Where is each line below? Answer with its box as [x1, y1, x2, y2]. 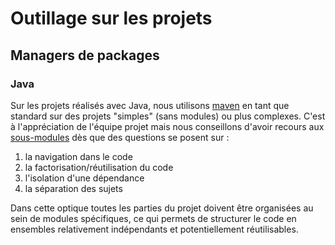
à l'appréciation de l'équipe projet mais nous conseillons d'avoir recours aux [10, 120, 325, 132]
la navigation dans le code [24, 150, 133, 162]
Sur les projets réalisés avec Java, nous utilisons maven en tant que [10, 99, 290, 111]
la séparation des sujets [24, 182, 123, 194]
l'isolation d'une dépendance [24, 172, 145, 184]
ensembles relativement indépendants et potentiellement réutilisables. [10, 223, 299, 235]
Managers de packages [10, 47, 160, 64]
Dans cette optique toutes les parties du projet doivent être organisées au [10, 202, 314, 214]
